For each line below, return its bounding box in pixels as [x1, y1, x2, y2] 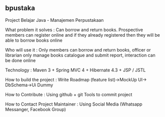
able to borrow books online [5, 37, 63, 43]
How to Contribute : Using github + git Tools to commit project [5, 91, 133, 97]
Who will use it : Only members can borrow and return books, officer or [5, 47, 151, 53]
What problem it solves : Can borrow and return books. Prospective [5, 27, 143, 33]
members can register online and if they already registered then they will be [5, 32, 160, 38]
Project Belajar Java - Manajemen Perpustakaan [5, 17, 104, 23]
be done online [5, 57, 36, 63]
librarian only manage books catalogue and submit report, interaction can [5, 52, 156, 58]
